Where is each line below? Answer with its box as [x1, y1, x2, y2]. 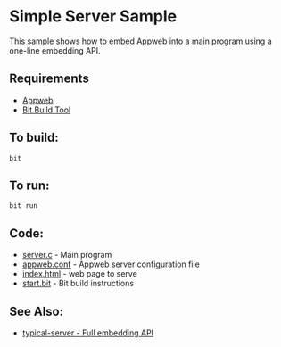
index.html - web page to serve [21, 269, 138, 279]
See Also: [9, 303, 64, 318]
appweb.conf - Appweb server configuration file [21, 259, 201, 269]
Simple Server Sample [9, 6, 177, 27]
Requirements [9, 71, 89, 87]
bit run [9, 202, 38, 211]
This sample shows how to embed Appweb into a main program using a [9, 36, 272, 46]
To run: [9, 178, 50, 193]
